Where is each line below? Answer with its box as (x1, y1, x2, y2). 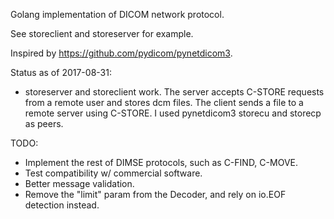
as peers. (24, 118, 64, 129)
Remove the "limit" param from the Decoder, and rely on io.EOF (24, 189, 287, 200)
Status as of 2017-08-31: (10, 67, 112, 78)
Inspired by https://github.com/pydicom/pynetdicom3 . (10, 47, 233, 59)
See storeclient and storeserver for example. (10, 28, 194, 39)
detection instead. (24, 199, 100, 211)
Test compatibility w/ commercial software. (24, 167, 203, 179)
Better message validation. (24, 178, 135, 189)
